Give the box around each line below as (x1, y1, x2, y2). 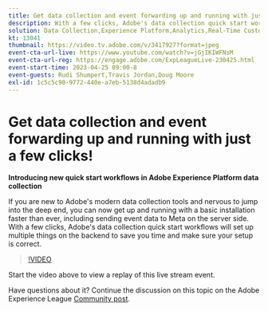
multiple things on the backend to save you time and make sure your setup (8, 230, 254, 240)
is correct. (8, 239, 42, 249)
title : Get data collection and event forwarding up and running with (8, 11, 248, 20)
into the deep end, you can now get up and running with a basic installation (8, 205, 255, 215)
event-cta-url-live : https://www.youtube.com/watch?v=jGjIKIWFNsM (8, 49, 234, 57)
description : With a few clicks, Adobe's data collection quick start (8, 19, 248, 27)
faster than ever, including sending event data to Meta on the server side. (8, 214, 250, 223)
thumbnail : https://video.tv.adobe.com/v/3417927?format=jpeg (8, 41, 219, 49)
